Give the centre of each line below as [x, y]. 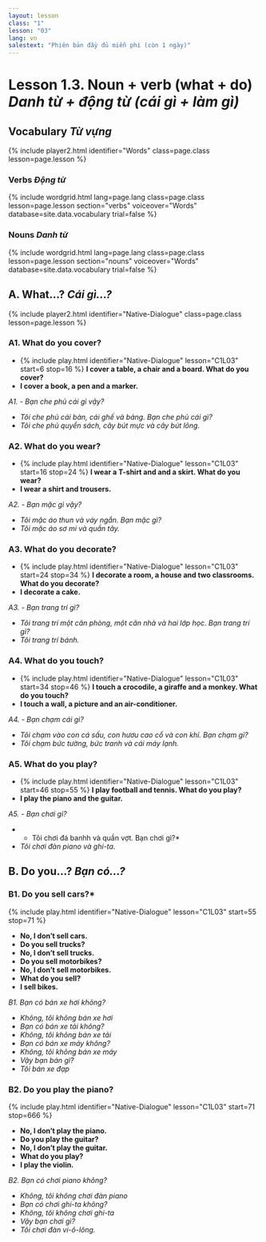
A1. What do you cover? [55, 343]
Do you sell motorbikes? [61, 961]
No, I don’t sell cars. [54, 936]
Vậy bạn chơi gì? [48, 1221]
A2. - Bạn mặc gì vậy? [45, 505]
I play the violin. [47, 1165]
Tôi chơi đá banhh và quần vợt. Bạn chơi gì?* [106, 838]
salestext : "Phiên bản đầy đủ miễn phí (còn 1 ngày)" [100, 46]
